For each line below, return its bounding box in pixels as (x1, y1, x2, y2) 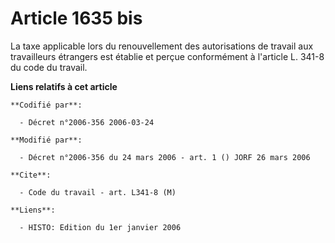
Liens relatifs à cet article (10, 80, 118, 92)
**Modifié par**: (10, 135, 83, 145)
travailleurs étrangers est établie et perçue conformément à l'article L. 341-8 (10, 50, 325, 62)
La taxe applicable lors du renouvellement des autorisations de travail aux (10, 40, 314, 52)
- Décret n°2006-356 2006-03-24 (19, 117, 155, 127)
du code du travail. (10, 61, 88, 73)
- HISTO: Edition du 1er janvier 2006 (19, 222, 182, 232)
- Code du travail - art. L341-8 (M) (19, 187, 177, 197)
